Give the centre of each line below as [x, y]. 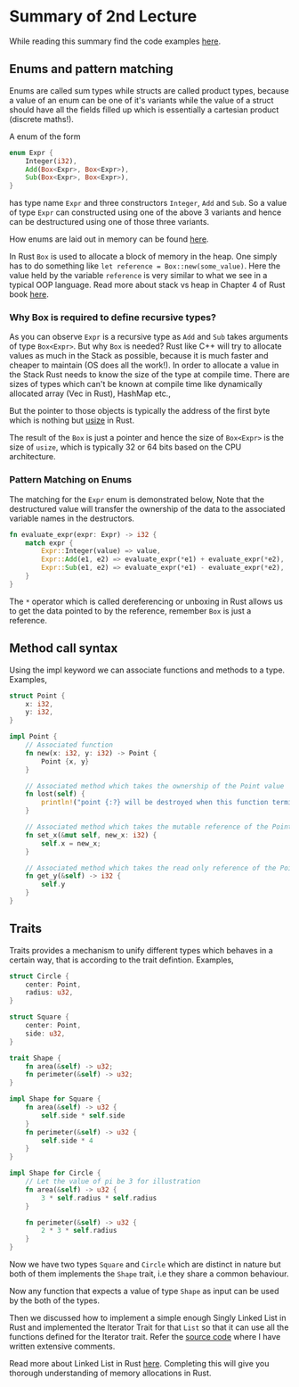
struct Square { [39, 1017]
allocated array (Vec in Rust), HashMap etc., [90, 393]
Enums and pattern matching [91, 69]
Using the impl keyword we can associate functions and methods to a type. [147, 670]
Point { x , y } [65, 761]
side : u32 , [45, 1033]
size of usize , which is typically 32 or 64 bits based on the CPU [125, 447]
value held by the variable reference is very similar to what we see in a [138, 276]
